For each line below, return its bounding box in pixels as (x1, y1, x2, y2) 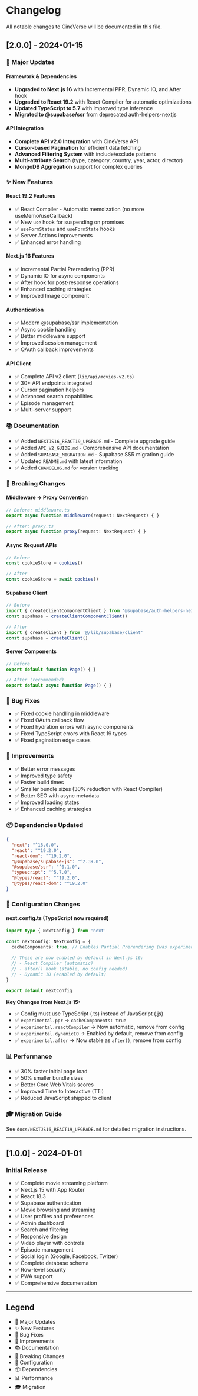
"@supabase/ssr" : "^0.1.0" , (11, 864, 81, 870)
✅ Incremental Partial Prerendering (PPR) (14, 265, 115, 272)
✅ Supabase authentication (14, 1199, 81, 1207)
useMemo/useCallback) (14, 212, 73, 219)
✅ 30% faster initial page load (14, 1067, 88, 1075)
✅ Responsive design (14, 1233, 67, 1240)
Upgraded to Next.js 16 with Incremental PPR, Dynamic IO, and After (14, 86, 181, 93)
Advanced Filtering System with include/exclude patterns (14, 150, 157, 157)
